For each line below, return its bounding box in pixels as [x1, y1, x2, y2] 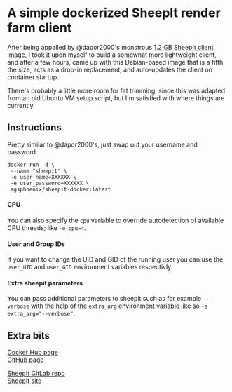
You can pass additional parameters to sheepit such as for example [7, 295, 202, 303]
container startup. [7, 72, 60, 81]
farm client [7, 20, 72, 36]
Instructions [7, 121, 62, 134]
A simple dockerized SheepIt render [7, 5, 221, 21]
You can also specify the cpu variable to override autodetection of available [7, 216, 224, 224]
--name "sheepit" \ [10, 167, 68, 175]
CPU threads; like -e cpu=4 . [7, 223, 86, 232]
